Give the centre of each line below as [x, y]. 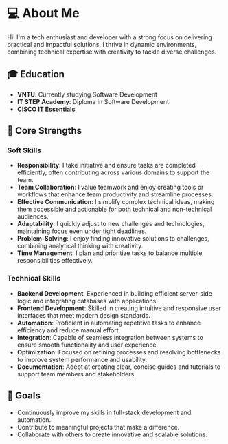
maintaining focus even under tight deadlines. [82, 231]
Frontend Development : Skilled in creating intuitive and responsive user [119, 308]
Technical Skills [34, 279]
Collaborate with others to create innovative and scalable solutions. [112, 434]
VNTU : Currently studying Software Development [87, 94]
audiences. [33, 216]
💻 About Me [44, 13]
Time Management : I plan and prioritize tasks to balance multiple [110, 253]
